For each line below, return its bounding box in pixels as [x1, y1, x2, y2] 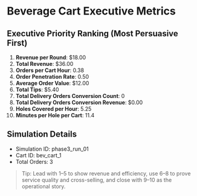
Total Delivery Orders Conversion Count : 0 [15, 93, 125, 99]
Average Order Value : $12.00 [15, 80, 89, 87]
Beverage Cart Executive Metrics [7, 4, 176, 18]
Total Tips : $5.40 [15, 86, 59, 93]
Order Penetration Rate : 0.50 [15, 73, 89, 80]
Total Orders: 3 [15, 158, 53, 165]
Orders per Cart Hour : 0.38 [15, 67, 84, 74]
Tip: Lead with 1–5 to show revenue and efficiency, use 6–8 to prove [21, 169, 191, 177]
